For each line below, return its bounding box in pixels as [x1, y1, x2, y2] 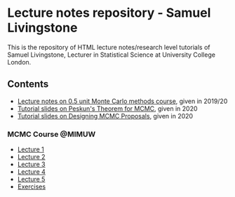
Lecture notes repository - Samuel [7, 5, 211, 21]
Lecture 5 [17, 175, 46, 184]
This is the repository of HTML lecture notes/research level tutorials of [7, 43, 210, 51]
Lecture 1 [17, 145, 44, 154]
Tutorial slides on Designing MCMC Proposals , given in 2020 [17, 111, 194, 120]
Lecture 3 [17, 160, 46, 169]
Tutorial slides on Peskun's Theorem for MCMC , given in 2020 [17, 104, 198, 113]
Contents [7, 79, 49, 90]
